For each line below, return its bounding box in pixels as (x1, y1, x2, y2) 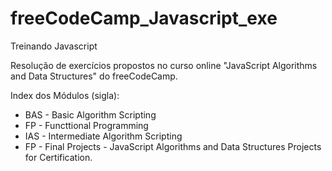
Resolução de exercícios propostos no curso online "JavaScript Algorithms (10, 59, 318, 71)
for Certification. (24, 151, 93, 163)
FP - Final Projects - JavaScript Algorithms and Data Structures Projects (24, 140, 322, 152)
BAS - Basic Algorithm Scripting (24, 108, 157, 121)
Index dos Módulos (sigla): (10, 89, 120, 101)
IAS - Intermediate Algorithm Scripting (24, 130, 183, 142)
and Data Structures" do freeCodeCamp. (10, 70, 178, 82)
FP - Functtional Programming (24, 119, 149, 131)
